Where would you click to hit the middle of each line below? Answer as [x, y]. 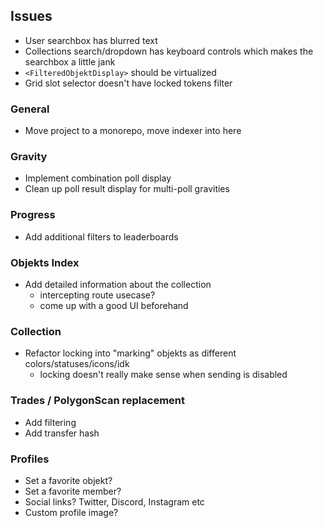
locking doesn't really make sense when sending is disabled [163, 375]
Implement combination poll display [98, 178]
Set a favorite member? [73, 491]
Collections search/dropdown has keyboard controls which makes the [169, 51]
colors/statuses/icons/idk [77, 364]
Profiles [30, 459]
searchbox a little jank [70, 61]
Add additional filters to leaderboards [101, 236]
